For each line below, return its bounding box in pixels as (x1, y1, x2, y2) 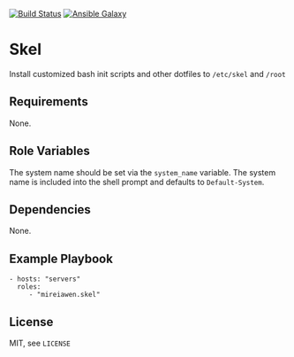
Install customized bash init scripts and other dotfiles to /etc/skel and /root (9, 68, 286, 79)
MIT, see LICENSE (9, 338, 71, 348)
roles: (17, 283, 41, 291)
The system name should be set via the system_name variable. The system (9, 167, 276, 177)
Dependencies (9, 202, 91, 217)
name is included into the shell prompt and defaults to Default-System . (9, 176, 265, 187)
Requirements (9, 94, 88, 110)
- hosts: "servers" (9, 275, 81, 283)
